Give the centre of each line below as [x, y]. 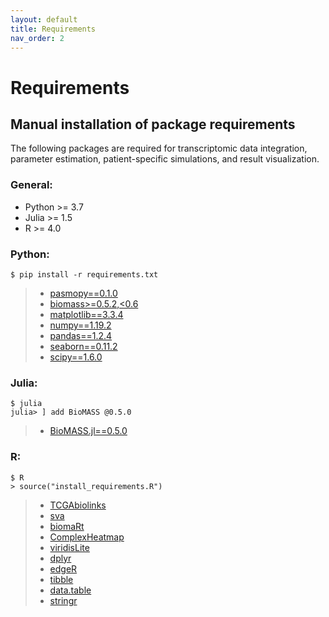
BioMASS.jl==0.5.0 [88, 431]
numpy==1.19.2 [80, 325]
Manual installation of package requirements [153, 124]
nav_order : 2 [37, 38]
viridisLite [69, 547]
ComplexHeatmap [87, 537]
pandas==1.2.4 [81, 335]
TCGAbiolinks [78, 505]
